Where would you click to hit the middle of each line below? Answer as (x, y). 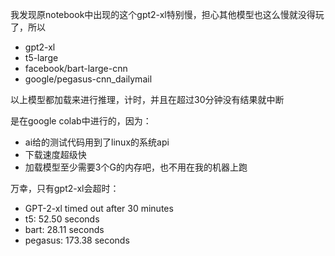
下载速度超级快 (55, 154)
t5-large (41, 57)
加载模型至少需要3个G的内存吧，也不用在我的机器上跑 (136, 167)
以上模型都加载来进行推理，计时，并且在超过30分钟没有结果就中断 (147, 99)
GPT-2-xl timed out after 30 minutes (99, 208)
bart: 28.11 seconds (64, 229)
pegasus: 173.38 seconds (77, 240)
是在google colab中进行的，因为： (81, 121)
